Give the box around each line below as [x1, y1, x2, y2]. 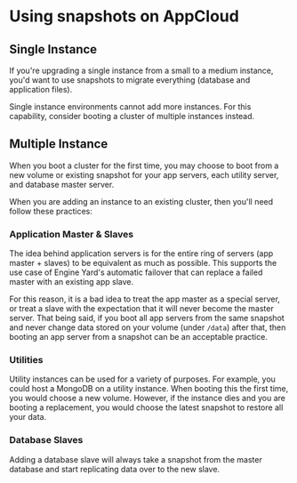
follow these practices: [9, 205, 93, 216]
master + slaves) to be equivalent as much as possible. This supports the [9, 258, 277, 269]
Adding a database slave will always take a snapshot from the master [9, 454, 262, 464]
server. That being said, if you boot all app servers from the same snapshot [9, 313, 285, 324]
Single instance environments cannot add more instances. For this [9, 101, 252, 112]
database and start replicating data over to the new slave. [9, 463, 221, 474]
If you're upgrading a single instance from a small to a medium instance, [9, 65, 274, 76]
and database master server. [9, 179, 115, 189]
